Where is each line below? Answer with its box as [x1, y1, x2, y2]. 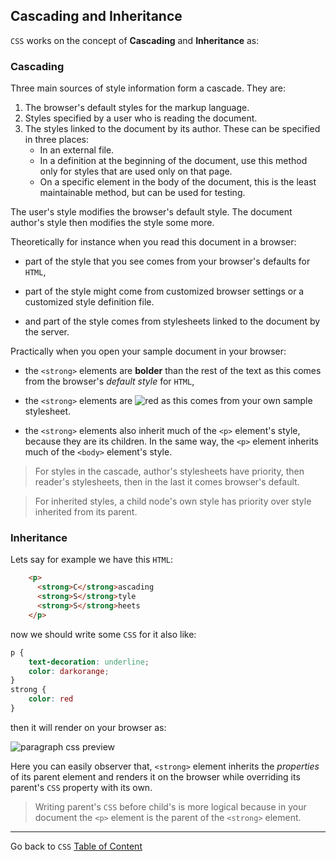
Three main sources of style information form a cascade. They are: [10, 82, 286, 94]
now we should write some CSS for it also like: [10, 628, 197, 640]
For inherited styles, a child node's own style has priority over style [34, 495, 312, 508]
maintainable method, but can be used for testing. [39, 187, 246, 199]
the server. [24, 326, 70, 338]
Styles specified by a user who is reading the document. [24, 112, 258, 124]
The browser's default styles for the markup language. [24, 102, 250, 114]
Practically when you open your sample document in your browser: [10, 345, 287, 358]
